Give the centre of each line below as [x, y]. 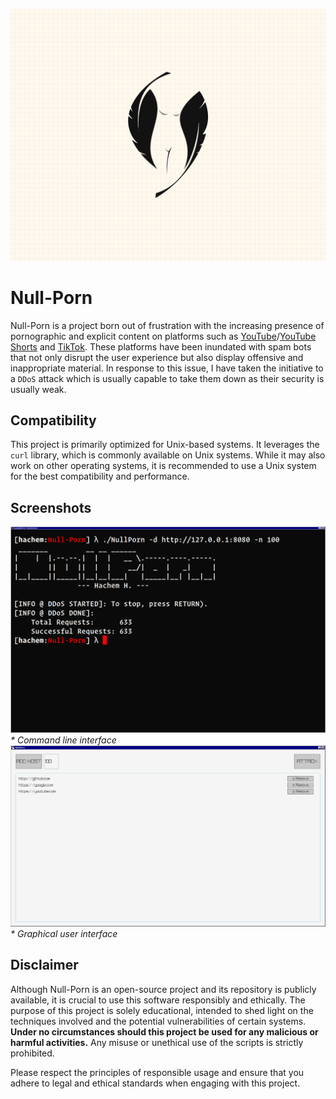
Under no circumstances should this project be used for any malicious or [164, 1031]
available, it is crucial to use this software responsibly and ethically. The [158, 1000]
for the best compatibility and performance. [100, 476]
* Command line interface [63, 740]
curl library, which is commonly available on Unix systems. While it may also [168, 455]
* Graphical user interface [64, 933]
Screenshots [51, 507]
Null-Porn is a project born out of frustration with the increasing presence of [167, 325]
